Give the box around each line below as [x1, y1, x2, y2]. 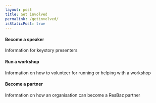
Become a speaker [5, 36, 45, 42]
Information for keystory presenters [5, 48, 78, 53]
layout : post [5, 7, 32, 12]
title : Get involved [5, 12, 48, 17]
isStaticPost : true [5, 21, 46, 26]
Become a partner [5, 81, 43, 87]
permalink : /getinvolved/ [5, 16, 58, 21]
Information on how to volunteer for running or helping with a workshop [5, 70, 151, 76]
